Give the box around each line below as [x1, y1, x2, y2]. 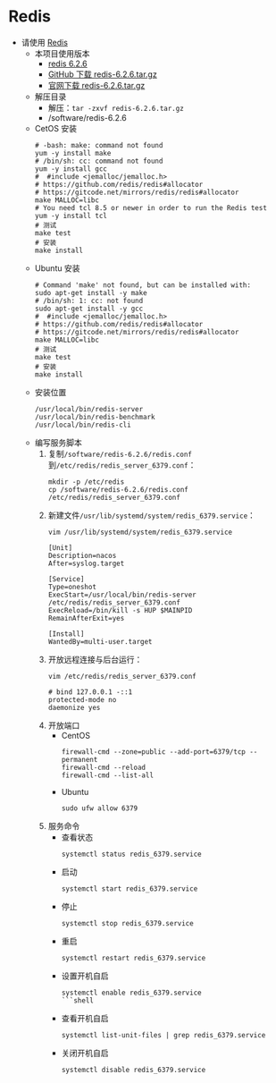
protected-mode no [47, 695, 117, 704]
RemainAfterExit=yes [47, 613, 125, 622]
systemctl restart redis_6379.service [61, 953, 206, 962]
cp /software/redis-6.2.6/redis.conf [47, 485, 188, 494]
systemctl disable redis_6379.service [61, 1065, 206, 1074]
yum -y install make [34, 148, 112, 157]
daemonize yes [47, 703, 101, 712]
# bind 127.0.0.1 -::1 [47, 687, 133, 697]
